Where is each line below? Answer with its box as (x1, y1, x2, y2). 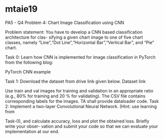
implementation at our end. (5, 128, 60, 134)
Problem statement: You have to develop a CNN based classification (5, 29, 143, 35)
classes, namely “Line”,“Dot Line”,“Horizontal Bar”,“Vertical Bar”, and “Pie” (5, 39, 154, 45)
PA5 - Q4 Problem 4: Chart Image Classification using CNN (5, 20, 124, 25)
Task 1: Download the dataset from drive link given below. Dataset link (5, 78, 146, 84)
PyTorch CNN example (5, 69, 51, 74)
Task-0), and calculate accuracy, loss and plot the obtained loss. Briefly (5, 118, 149, 124)
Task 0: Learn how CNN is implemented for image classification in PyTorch (5, 54, 156, 60)
